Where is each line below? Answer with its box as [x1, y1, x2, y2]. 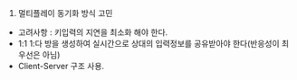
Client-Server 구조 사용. [17, 61, 105, 71]
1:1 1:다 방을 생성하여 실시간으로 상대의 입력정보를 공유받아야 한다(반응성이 [17, 39, 280, 49]
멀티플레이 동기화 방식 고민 [17, 8, 113, 18]
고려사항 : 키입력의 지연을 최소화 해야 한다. [17, 27, 168, 38]
